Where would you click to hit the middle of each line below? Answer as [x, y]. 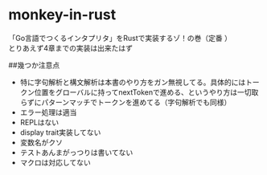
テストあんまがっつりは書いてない [76, 152]
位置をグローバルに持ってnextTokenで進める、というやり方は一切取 [146, 92]
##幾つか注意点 [34, 65]
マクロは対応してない [55, 162]
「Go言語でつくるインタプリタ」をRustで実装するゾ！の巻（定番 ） [120, 38]
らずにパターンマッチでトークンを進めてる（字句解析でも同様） [125, 102]
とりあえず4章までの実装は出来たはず [71, 48]
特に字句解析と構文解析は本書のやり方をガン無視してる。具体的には [133, 82]
